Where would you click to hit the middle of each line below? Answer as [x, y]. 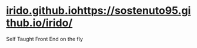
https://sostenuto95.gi [134, 11]
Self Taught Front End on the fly [45, 39]
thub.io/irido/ [39, 23]
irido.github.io [42, 11]
